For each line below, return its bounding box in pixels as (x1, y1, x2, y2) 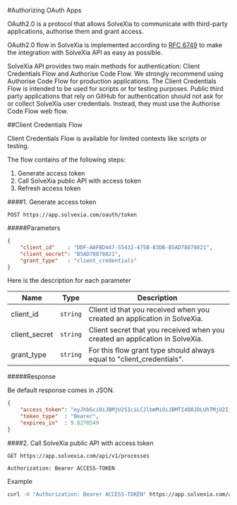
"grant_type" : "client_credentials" (20, 257, 138, 264)
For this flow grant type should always (88, 346, 215, 355)
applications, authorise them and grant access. (7, 28, 144, 35)
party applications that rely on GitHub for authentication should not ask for (7, 92, 224, 100)
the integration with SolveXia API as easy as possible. (7, 49, 163, 56)
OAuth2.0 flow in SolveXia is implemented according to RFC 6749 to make (7, 41, 223, 49)
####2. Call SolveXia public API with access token (7, 439, 154, 447)
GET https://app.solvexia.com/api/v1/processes (7, 452, 150, 459)
